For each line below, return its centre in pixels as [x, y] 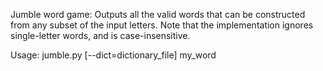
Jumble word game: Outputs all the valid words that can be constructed [158, 14]
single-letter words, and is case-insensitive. [100, 35]
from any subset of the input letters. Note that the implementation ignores [162, 25]
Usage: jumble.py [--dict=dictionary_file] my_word [113, 55]
